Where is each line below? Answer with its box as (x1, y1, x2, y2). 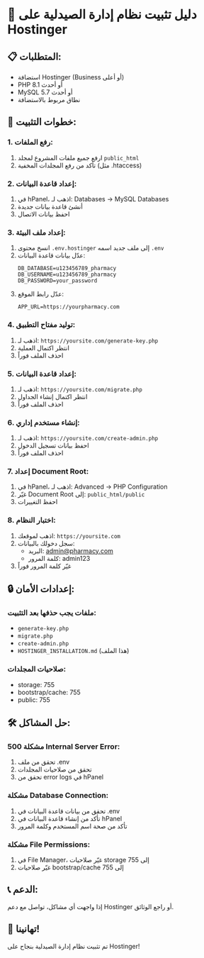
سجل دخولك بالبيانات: (17, 539, 75, 547)
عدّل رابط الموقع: (17, 290, 64, 299)
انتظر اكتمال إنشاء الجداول (17, 392, 88, 401)
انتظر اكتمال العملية (17, 343, 69, 352)
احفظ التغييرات (17, 498, 58, 506)
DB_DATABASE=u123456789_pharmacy (17, 265, 117, 272)
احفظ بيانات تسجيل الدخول (17, 441, 90, 450)
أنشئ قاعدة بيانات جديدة (17, 202, 83, 211)
